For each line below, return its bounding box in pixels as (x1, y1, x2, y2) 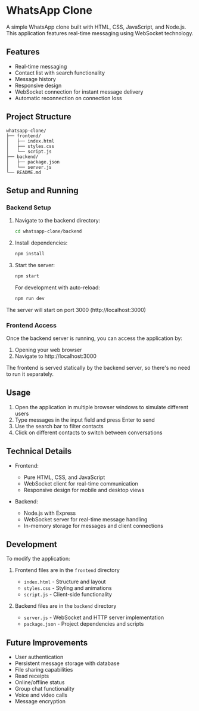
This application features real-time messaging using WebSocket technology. (6, 29, 194, 36)
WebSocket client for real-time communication (23, 480, 138, 487)
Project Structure (6, 112, 71, 122)
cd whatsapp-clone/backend (14, 228, 82, 234)
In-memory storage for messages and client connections (23, 522, 164, 529)
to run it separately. (6, 370, 54, 378)
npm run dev (14, 295, 45, 301)
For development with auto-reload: (14, 284, 100, 291)
